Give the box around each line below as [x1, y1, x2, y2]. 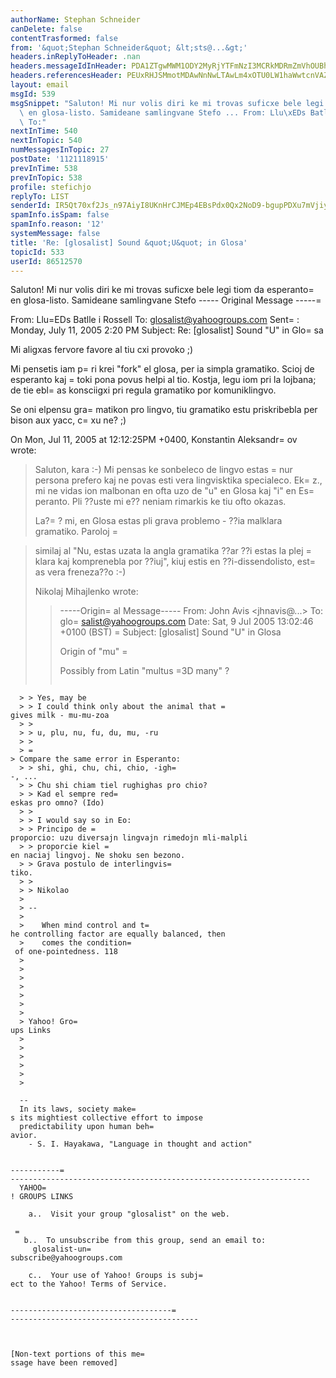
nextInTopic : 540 [10, 136, 83, 146]
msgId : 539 [10, 89, 56, 99]
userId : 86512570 [10, 256, 83, 266]
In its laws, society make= [19, 1104, 137, 1115]
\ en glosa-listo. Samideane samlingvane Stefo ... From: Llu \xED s [19, 107, 307, 118]
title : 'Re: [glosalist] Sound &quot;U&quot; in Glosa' [10, 237, 248, 248]
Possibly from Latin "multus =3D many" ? [59, 665, 230, 677]
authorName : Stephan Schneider [10, 14, 141, 25]
